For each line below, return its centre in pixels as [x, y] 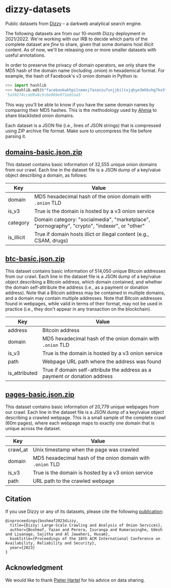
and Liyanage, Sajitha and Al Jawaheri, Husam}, [58, 534]
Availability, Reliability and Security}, [51, 543]
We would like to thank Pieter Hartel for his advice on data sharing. [75, 580]
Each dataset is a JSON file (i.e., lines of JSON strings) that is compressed [83, 125]
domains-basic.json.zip [44, 152]
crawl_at [18, 450]
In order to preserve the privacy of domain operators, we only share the [80, 65]
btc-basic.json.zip [35, 259]
